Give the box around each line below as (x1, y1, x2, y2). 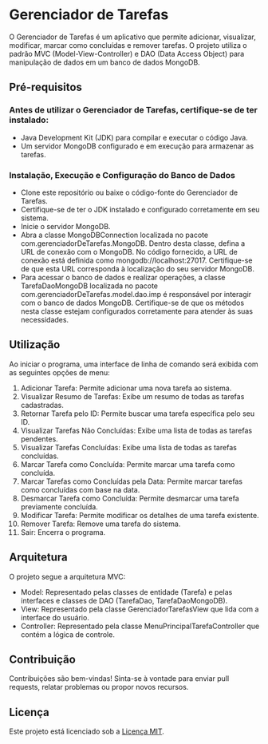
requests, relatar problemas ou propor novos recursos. (9, 683, 189, 692)
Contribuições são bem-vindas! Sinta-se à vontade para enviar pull (9, 674, 230, 683)
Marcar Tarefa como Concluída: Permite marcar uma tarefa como (20, 459, 235, 469)
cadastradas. (20, 400, 65, 410)
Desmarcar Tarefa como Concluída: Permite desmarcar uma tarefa (20, 493, 240, 503)
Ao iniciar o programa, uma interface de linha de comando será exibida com (9, 359, 258, 369)
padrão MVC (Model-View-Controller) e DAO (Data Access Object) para (9, 49, 245, 58)
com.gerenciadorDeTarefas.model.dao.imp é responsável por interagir (20, 289, 252, 299)
